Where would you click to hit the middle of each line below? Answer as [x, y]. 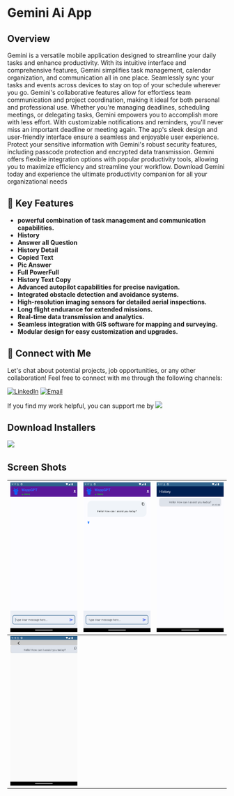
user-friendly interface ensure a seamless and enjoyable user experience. [113, 137]
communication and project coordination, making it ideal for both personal [114, 100]
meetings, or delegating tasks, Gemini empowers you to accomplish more [113, 115]
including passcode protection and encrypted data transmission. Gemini [111, 152]
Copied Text [35, 257]
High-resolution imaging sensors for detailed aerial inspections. [112, 302]
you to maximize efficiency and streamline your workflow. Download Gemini [116, 167]
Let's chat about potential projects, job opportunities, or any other [102, 370]
